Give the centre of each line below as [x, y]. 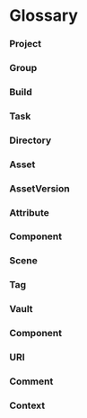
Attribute [29, 212]
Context [27, 405]
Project [26, 44]
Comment [31, 381]
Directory [30, 140]
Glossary [44, 16]
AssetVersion [39, 188]
